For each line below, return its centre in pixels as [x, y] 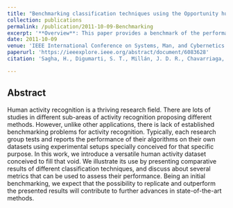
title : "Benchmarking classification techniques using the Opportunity [113, 14]
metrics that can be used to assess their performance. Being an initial [106, 176]
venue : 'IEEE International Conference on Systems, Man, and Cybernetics [116, 46]
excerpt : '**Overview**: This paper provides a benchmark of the [103, 33]
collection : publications [44, 20]
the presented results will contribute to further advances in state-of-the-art [114, 191]
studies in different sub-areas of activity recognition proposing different [110, 117]
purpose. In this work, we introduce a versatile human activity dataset [107, 154]
